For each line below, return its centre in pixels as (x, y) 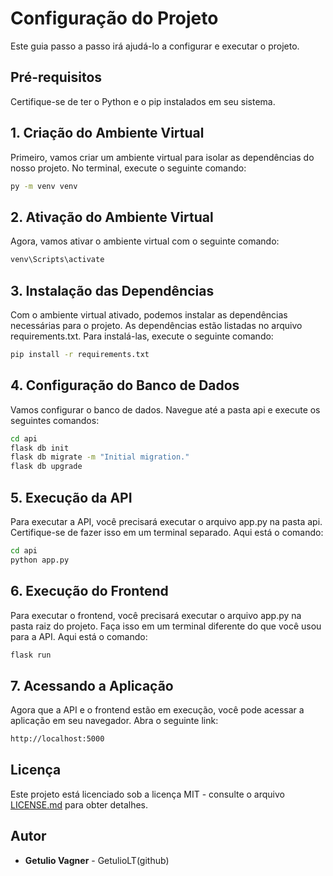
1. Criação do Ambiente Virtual (107, 133)
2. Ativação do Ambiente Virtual (112, 217)
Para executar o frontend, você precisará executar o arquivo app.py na (156, 615)
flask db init (40, 448)
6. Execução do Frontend (89, 591)
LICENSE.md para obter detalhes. (79, 804)
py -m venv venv (44, 186)
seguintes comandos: (55, 420)
